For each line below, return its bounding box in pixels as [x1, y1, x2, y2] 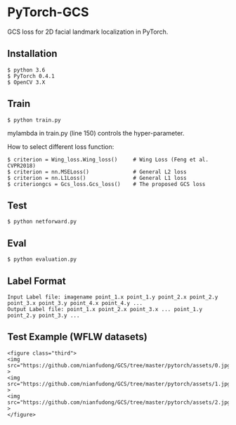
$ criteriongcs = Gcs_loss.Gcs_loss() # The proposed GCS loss [7, 181, 206, 188]
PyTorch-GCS [7, 4, 89, 20]
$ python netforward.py [7, 218, 77, 225]
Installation [7, 48, 58, 60]
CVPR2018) [7, 162, 37, 169]
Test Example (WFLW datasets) [7, 331, 147, 343]
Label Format [7, 275, 66, 287]
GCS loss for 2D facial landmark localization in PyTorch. [7, 27, 169, 36]
